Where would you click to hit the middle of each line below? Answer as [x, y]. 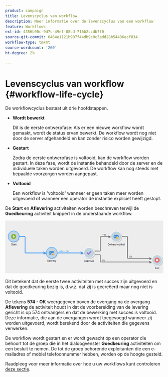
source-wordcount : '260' [31, 48]
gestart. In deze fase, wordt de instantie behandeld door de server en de [88, 163]
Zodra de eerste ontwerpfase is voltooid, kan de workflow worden [81, 158]
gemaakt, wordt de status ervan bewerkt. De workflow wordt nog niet [84, 133]
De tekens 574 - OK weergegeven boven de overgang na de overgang [78, 302]
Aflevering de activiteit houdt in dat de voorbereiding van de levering [77, 307]
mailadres [15, 354]
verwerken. [17, 328]
